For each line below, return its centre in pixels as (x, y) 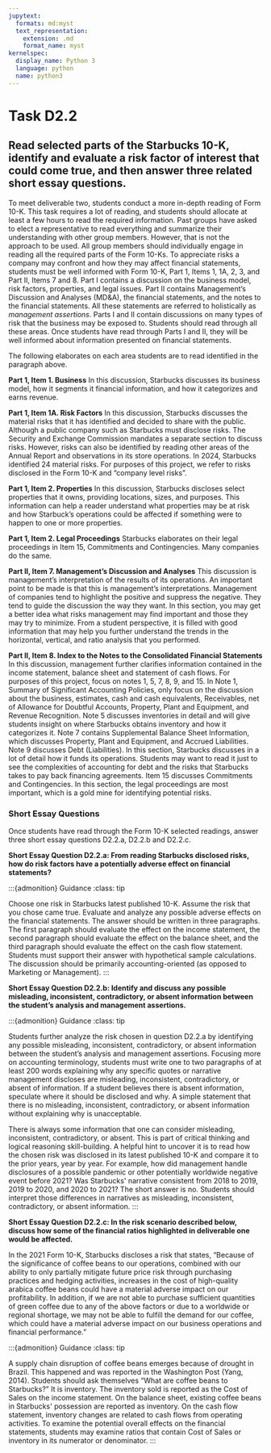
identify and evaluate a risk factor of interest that (134, 158)
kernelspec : (28, 53)
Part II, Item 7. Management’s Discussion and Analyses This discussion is (132, 571)
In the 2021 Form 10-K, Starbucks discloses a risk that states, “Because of (131, 1254)
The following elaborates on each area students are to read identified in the (133, 355)
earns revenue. (33, 397)
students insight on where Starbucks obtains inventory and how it (117, 724)
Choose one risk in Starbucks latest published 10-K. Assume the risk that (129, 903)
